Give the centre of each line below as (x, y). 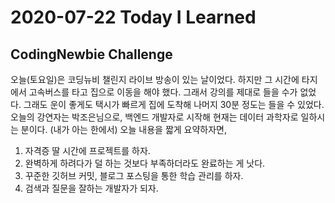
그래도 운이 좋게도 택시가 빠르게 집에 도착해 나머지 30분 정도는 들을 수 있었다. (174, 104)
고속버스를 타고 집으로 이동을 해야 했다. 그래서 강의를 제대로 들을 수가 (163, 92)
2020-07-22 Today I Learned (133, 17)
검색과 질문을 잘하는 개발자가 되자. (91, 188)
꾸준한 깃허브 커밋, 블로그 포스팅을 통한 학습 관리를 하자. (134, 175)
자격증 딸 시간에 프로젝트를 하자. (87, 150)
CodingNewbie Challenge (91, 54)
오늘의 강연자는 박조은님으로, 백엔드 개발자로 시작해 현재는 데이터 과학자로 (154, 117)
